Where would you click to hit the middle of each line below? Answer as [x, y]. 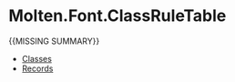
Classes [36, 58]
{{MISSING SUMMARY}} [54, 41]
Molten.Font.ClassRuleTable [117, 16]
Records [37, 68]
